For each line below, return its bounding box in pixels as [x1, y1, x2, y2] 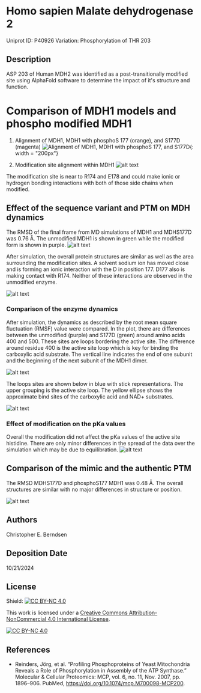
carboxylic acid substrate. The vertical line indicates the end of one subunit [6, 350, 193, 358]
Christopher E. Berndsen [6, 531, 67, 538]
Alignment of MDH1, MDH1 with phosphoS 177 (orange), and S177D [14, 136, 181, 144]
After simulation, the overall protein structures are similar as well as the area [6, 252, 194, 260]
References [6, 644, 50, 655]
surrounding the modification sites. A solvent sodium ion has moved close [6, 259, 189, 266]
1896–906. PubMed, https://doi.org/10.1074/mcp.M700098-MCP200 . [14, 680, 185, 687]
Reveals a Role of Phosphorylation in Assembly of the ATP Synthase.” [14, 667, 187, 674]
